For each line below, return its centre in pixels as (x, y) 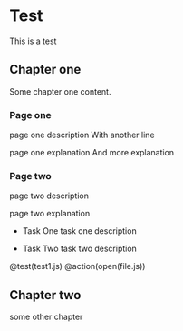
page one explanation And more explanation (92, 153)
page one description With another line (82, 135)
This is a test (33, 41)
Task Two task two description (80, 249)
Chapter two (45, 295)
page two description (49, 196)
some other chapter (46, 317)
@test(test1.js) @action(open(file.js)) (77, 266)
